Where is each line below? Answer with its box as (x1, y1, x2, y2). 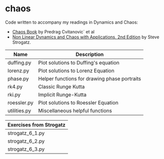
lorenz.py (7, 67, 30, 74)
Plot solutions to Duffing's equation (38, 59, 120, 66)
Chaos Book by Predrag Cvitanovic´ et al (12, 29, 95, 34)
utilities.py (7, 107, 31, 114)
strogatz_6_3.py (7, 146, 45, 153)
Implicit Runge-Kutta (38, 91, 87, 98)
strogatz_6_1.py (7, 129, 45, 136)
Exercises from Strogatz (7, 121, 66, 128)
